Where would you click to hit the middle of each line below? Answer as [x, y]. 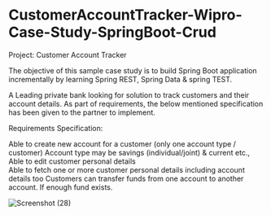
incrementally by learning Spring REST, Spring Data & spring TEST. [120, 79]
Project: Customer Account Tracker [68, 55]
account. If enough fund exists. [61, 187]
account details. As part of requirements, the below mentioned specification [136, 103]
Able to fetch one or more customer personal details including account [127, 169]
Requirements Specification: [56, 128]
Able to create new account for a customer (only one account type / [122, 143]
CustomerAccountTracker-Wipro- [125, 15]
